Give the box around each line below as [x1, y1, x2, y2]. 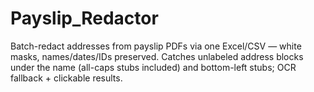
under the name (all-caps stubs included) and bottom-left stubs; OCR [10, 61, 297, 73]
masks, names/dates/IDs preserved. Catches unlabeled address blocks [10, 50, 304, 62]
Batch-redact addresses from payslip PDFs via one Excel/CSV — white [10, 40, 302, 52]
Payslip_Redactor [10, 7, 159, 30]
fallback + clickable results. [10, 72, 123, 84]
